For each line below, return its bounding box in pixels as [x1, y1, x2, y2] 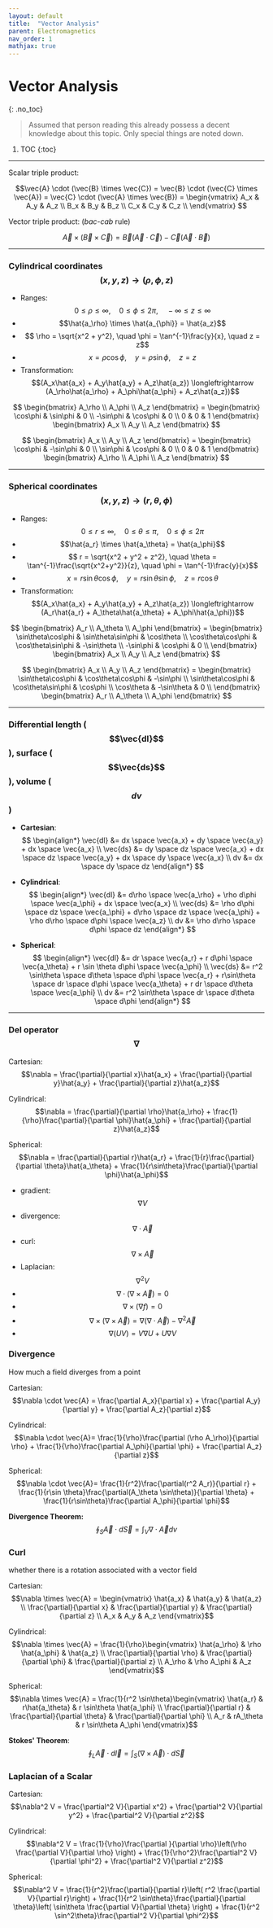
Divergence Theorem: [8, 1511, 84, 1521]
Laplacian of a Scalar [8, 1770, 93, 1781]
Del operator [8, 1023, 59, 1035]
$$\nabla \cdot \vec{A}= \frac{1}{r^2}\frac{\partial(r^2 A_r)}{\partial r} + [15, 1479, 258, 1488]
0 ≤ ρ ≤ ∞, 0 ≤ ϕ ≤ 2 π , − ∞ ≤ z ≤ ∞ [74, 306, 211, 316]
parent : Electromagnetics [8, 27, 96, 35]
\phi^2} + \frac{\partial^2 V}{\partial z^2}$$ [78, 1856, 223, 1866]
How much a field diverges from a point [8, 1367, 141, 1377]
